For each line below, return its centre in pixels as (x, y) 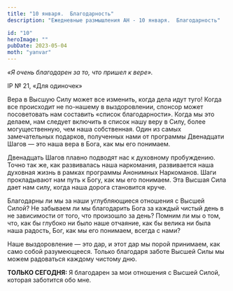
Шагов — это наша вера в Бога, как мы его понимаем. (89, 144)
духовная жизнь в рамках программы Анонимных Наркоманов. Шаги (112, 172)
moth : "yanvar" (29, 52)
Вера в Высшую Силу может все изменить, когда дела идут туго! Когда (114, 99)
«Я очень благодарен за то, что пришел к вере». (80, 72)
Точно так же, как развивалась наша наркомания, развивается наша (111, 165)
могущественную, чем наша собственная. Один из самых (94, 129)
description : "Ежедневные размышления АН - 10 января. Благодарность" (114, 20)
